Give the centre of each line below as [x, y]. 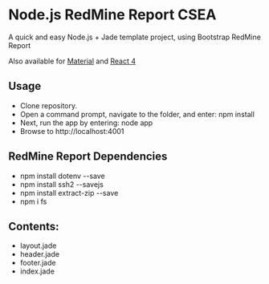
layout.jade [38, 245]
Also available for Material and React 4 [72, 61]
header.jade [40, 254]
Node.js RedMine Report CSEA [112, 15]
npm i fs [33, 201]
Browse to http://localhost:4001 [72, 131]
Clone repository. [49, 105]
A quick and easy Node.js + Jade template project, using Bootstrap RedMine [134, 37]
